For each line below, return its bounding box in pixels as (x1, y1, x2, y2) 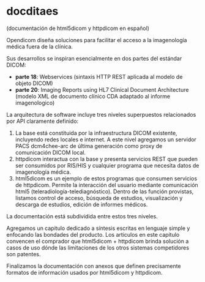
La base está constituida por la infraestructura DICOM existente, (15, 129, 177, 136)
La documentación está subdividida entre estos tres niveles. (6, 212, 158, 220)
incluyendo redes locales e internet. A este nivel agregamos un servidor (15, 136, 197, 143)
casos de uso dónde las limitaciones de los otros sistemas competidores (6, 243, 190, 251)
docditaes (6, 4, 59, 18)
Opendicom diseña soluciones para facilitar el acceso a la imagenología (6, 36, 187, 43)
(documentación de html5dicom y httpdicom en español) (6, 24, 150, 32)
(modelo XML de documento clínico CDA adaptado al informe (15, 92, 170, 100)
